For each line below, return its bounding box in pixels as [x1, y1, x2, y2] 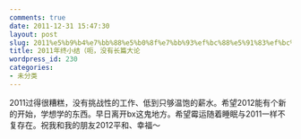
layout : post [9, 30, 58, 39]
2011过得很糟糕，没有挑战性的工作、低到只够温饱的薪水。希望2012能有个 [9, 97, 279, 108]
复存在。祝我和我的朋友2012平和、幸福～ [9, 119, 161, 130]
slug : [9, 38, 30, 48]
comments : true [9, 13, 66, 22]
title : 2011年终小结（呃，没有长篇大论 [9, 47, 141, 56]
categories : [9, 64, 54, 73]
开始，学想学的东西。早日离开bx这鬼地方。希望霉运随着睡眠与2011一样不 [16, 109, 286, 119]
